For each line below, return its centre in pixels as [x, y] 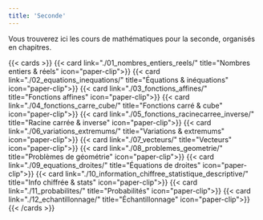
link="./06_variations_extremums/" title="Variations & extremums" [117, 131]
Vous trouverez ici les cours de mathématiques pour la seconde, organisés [131, 39]
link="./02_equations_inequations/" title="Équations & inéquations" [119, 79]
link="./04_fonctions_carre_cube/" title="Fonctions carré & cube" [115, 105]
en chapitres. [30, 47]
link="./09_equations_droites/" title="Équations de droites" [105, 165]
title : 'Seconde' [37, 16]
